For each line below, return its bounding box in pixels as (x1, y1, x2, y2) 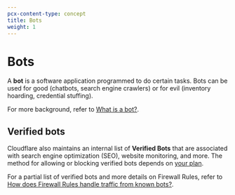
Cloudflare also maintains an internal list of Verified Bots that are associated (7, 144, 228, 153)
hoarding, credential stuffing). (7, 92, 93, 100)
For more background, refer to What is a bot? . (7, 105, 140, 114)
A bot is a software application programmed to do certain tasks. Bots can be (7, 76, 228, 85)
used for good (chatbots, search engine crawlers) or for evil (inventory (7, 84, 211, 93)
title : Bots (7, 17, 42, 24)
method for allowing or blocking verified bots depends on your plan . (7, 159, 204, 168)
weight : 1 (7, 23, 36, 30)
